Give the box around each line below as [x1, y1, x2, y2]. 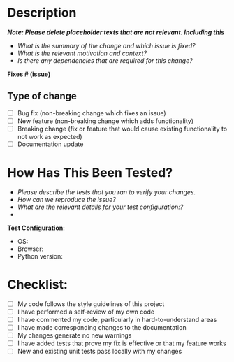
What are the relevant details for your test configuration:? [17, 203, 184, 211]
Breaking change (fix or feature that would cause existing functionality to [17, 124, 228, 133]
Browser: [17, 245, 44, 253]
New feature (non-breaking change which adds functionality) [17, 117, 194, 125]
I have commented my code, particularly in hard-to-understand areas [17, 316, 217, 324]
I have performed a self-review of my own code [17, 307, 155, 316]
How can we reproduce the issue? [17, 195, 117, 203]
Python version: [17, 252, 63, 260]
